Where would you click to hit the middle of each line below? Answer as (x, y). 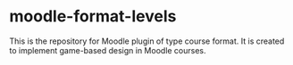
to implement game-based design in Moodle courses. (108, 50)
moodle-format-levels (93, 16)
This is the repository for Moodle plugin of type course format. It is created (147, 41)
